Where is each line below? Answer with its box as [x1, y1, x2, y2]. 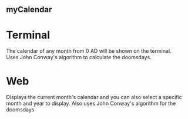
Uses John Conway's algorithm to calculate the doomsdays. [6, 54, 152, 61]
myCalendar [6, 5, 52, 15]
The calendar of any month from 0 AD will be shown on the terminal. [6, 47, 172, 55]
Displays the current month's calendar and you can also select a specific [6, 94, 182, 101]
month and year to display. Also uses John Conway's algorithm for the [6, 100, 176, 107]
